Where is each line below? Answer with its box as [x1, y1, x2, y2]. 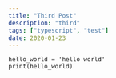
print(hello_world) [8, 63, 74, 71]
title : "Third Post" [8, 11, 78, 20]
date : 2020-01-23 [8, 33, 66, 42]
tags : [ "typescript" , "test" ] [8, 26, 110, 34]
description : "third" [8, 19, 81, 27]
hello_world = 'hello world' [8, 56, 106, 64]
